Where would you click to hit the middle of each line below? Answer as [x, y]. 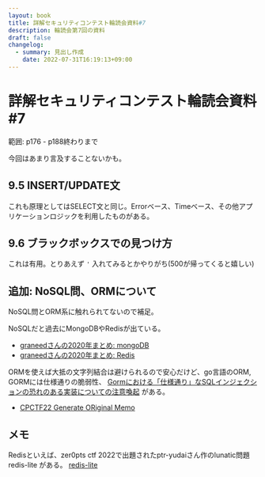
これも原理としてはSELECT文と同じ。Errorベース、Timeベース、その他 [124, 206]
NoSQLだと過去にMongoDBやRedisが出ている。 [87, 328]
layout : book [30, 15]
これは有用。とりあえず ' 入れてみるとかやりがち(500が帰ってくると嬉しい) [131, 264]
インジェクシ [236, 382]
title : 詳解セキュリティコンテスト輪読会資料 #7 [77, 23]
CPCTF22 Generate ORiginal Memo [78, 407]
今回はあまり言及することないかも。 [67, 158]
